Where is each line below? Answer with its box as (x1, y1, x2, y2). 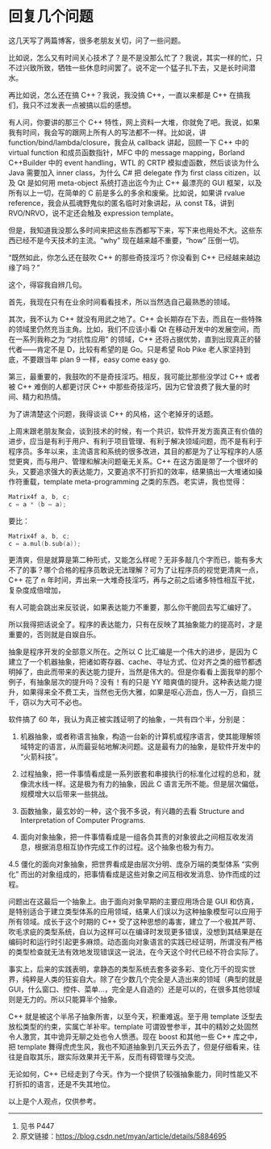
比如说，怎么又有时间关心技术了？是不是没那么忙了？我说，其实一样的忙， (8, 52, 256, 62)
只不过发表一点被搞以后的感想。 (29, 100, 135, 110)
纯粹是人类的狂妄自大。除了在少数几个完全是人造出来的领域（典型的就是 (22, 975, 263, 984)
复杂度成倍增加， (8, 585, 65, 595)
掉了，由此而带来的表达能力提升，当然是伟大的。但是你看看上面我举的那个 (15, 667, 263, 677)
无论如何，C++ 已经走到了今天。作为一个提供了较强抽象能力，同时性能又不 (8, 1069, 258, 1079)
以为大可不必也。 (29, 698, 86, 707)
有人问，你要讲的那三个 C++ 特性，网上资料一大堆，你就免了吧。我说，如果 (8, 117, 261, 127)
